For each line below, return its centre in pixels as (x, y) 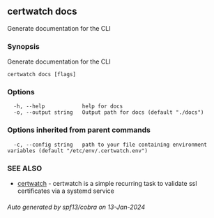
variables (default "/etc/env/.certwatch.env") (78, 151)
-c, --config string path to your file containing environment (110, 145)
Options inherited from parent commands (79, 130)
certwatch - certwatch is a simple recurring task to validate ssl (107, 183)
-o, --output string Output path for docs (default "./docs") (109, 112)
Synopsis (23, 46)
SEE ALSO (25, 168)
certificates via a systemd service (66, 191)
